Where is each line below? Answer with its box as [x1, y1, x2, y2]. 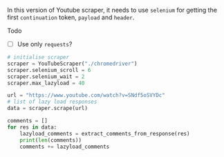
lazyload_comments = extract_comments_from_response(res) [19, 130, 190, 137]
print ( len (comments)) [19, 136, 82, 144]
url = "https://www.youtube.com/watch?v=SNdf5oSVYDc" [7, 92, 166, 99]
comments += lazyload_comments [19, 143, 110, 150]
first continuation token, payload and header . [7, 13, 135, 21]
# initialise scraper [7, 54, 70, 61]
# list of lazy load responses [7, 98, 97, 106]
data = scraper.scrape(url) [7, 105, 88, 112]
